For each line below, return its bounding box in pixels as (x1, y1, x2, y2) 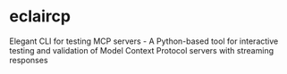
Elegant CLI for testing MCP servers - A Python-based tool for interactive (9, 36, 279, 46)
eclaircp (9, 6, 72, 27)
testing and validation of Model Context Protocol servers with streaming (9, 45, 274, 55)
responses (9, 54, 48, 65)
